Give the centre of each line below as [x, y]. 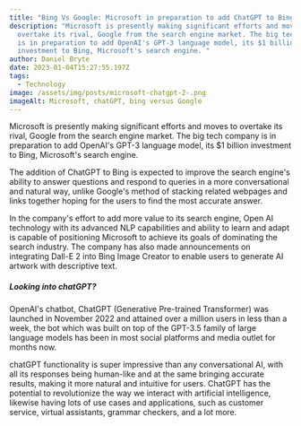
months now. [33, 347]
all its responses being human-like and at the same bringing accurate [137, 374]
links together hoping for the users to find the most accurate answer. [136, 201]
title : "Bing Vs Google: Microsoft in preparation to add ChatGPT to [142, 17]
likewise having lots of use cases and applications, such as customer [137, 403]
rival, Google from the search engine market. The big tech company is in [143, 136]
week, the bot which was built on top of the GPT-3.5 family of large [133, 328]
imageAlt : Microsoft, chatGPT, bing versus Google [106, 101]
